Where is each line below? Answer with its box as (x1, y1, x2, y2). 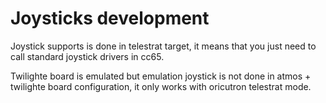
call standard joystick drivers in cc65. (10, 50, 165, 62)
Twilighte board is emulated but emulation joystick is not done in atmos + (10, 70, 312, 82)
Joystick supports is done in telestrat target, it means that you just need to (10, 40, 317, 52)
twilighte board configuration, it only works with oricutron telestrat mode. (10, 80, 312, 92)
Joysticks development (10, 7, 210, 30)
